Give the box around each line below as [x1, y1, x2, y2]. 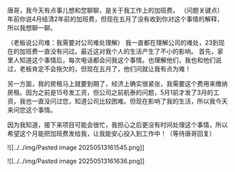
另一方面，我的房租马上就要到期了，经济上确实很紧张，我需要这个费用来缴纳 [7, 80, 228, 87]
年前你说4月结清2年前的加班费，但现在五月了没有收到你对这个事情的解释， [7, 15, 224, 23]
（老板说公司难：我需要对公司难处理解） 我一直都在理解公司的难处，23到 [7, 38, 219, 47]
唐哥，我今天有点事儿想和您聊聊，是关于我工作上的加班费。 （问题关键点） [7, 6, 224, 14]
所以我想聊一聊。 [7, 24, 57, 31]
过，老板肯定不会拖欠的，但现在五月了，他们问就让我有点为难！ [7, 65, 191, 73]
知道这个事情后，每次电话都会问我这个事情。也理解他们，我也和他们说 [19, 56, 222, 64]
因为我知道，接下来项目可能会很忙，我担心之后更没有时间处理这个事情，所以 [7, 121, 228, 129]
